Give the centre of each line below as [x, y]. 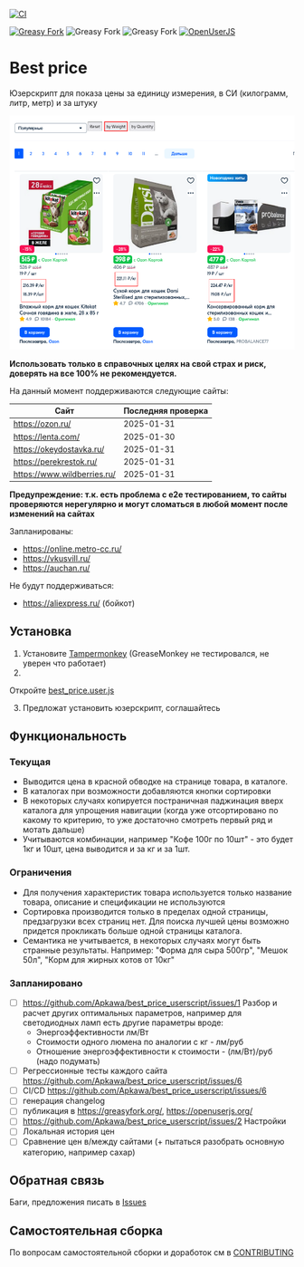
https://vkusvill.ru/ [56, 558]
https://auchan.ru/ [56, 568]
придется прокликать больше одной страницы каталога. [132, 931]
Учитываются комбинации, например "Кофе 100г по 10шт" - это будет [158, 840]
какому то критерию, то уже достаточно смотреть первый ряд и [147, 821]
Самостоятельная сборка [86, 1230]
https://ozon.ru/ [42, 424]
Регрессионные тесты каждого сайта [95, 1071]
